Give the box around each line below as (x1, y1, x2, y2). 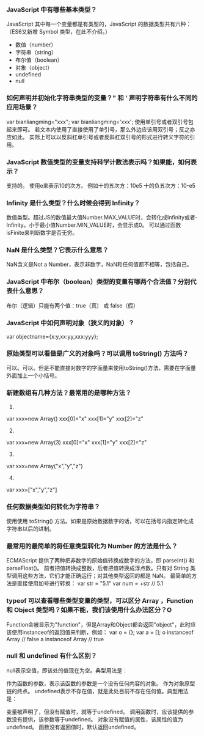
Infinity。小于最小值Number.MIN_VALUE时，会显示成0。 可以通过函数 (6, 221, 181, 229)
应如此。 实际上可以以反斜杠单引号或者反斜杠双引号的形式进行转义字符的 (6, 133, 190, 141)
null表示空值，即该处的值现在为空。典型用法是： (6, 666, 128, 674)
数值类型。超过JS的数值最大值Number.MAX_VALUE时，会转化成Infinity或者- (6, 214, 198, 221)
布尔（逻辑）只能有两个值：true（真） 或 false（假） (6, 301, 139, 309)
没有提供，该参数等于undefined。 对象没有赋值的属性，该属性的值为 (11, 715, 183, 723)
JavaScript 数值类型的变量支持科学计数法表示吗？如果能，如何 (6, 158, 191, 166)
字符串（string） (15, 49, 57, 56)
